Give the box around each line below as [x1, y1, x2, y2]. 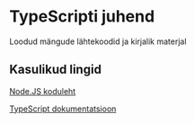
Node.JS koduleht [9, 85, 76, 96]
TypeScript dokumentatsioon [9, 103, 117, 114]
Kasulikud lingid [9, 62, 102, 77]
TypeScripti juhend [9, 6, 155, 27]
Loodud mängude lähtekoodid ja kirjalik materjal [9, 36, 187, 47]
